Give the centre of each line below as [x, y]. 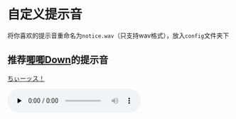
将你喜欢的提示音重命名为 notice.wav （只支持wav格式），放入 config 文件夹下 [118, 35]
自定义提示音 [45, 15]
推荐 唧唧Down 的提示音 [58, 60]
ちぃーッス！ [26, 78]
